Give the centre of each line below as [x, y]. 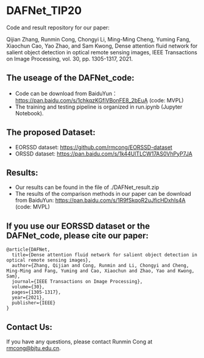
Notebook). [29, 113]
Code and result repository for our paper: [58, 27]
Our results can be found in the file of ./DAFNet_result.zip [87, 187]
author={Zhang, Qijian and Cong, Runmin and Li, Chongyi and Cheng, [100, 266]
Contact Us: [30, 327]
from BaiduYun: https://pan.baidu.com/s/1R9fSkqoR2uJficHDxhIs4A [100, 200]
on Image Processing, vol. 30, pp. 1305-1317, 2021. [70, 59]
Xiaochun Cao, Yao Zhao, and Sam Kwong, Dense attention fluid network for [102, 46]
